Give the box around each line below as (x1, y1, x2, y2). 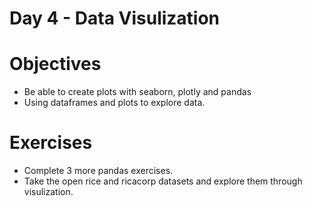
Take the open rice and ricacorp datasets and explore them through (23, 175, 303, 187)
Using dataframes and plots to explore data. (23, 97, 206, 109)
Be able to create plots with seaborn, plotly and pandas (23, 86, 252, 98)
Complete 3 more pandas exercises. (23, 165, 174, 177)
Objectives (9, 53, 102, 76)
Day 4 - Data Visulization (9, 7, 221, 30)
